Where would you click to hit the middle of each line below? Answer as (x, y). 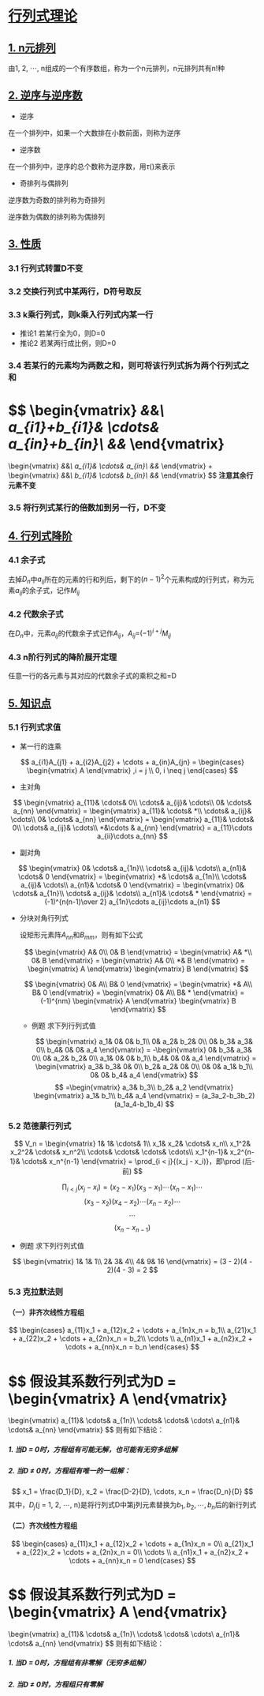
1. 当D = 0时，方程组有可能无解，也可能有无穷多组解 (93, 1449)
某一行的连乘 (40, 746)
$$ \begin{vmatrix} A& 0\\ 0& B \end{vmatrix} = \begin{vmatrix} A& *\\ (138, 951)
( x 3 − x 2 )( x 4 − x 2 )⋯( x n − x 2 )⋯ (132, 1202)
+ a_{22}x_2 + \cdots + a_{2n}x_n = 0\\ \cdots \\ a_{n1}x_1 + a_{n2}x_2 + (132, 1552)
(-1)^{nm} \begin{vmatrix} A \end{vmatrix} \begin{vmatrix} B (138, 1000)
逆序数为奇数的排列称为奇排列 (56, 200)
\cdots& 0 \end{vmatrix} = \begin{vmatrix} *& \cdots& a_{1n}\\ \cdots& (132, 876)
